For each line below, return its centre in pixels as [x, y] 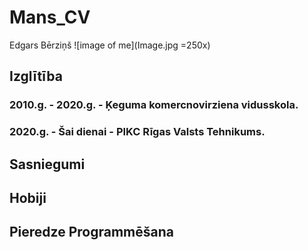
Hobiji [28, 197]
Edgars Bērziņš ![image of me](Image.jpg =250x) [110, 45]
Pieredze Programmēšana [91, 232]
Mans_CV [50, 17]
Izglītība [36, 76]
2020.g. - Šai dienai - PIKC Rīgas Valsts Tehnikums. [137, 132]
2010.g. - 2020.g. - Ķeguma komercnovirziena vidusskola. [154, 105]
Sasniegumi [47, 164]
